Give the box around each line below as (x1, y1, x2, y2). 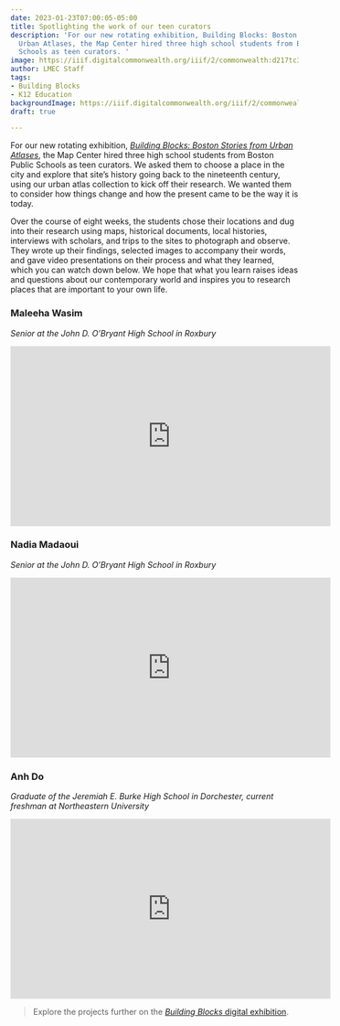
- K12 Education (10, 90, 72, 99)
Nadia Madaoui (10, 539, 80, 551)
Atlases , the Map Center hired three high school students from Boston (10, 150, 274, 161)
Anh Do (10, 770, 45, 783)
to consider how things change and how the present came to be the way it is (10, 188, 299, 199)
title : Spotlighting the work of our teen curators (10, 22, 211, 31)
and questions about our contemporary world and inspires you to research (10, 274, 291, 285)
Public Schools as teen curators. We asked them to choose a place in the (10, 159, 285, 170)
